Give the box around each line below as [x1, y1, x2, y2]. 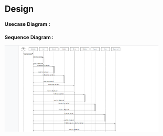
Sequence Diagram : [4, 34, 54, 41]
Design [4, 3, 34, 15]
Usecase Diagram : [4, 21, 51, 28]
